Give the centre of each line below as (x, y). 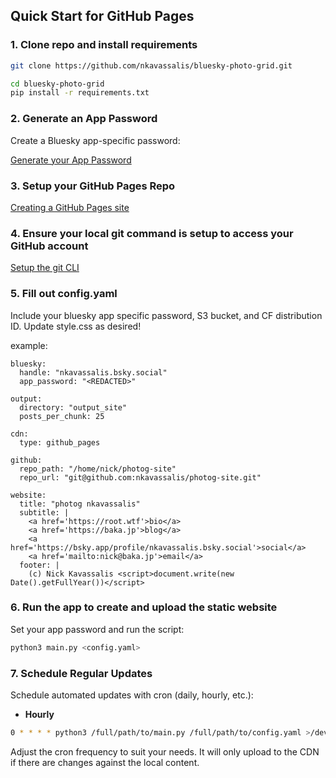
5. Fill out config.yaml (64, 294)
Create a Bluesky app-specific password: (95, 140)
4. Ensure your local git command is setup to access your (152, 233)
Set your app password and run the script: (97, 629)
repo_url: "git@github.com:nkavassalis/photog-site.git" (140, 477)
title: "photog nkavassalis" (80, 504)
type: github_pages (60, 442)
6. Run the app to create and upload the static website (144, 607)
